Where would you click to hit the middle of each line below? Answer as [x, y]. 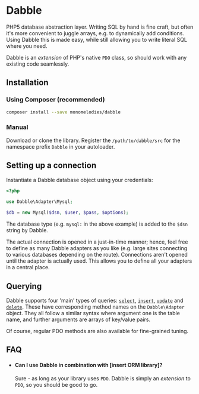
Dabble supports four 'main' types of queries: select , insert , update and [95, 300]
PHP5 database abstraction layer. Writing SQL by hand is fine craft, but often [100, 27]
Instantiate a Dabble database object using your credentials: [80, 180]
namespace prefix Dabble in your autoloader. [61, 146]
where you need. [27, 46]
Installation [27, 83]
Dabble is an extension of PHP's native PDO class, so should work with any [97, 57]
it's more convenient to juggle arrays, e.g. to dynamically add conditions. [95, 33]
